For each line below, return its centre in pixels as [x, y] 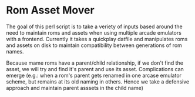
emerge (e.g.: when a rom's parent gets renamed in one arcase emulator [94, 75]
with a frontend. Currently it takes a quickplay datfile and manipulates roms [97, 39]
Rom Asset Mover [51, 10]
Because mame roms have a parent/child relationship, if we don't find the [95, 63]
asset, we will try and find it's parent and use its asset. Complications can [95, 69]
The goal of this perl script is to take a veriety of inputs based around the [95, 26]
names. [15, 51]
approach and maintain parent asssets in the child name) [75, 88]
